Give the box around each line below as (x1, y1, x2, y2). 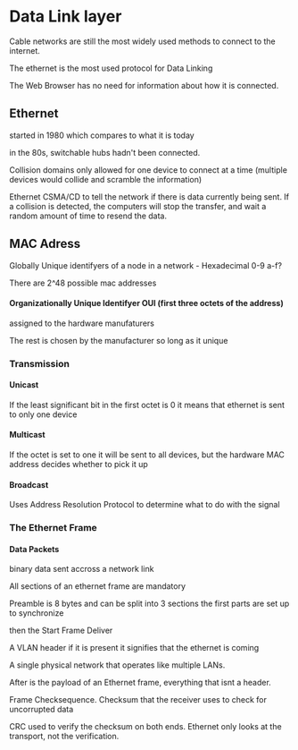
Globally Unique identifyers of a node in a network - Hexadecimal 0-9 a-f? (9, 260, 283, 270)
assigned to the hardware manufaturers (9, 318, 154, 328)
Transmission (9, 357, 70, 370)
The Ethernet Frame (9, 522, 98, 534)
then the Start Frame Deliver (9, 625, 113, 636)
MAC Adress (9, 236, 81, 251)
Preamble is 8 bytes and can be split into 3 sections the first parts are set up (9, 598, 290, 609)
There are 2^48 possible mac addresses (9, 277, 157, 288)
